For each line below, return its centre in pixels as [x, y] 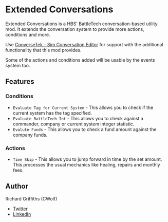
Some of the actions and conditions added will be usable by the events [80, 60]
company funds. [30, 135]
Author [17, 186]
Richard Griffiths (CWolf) [31, 198]
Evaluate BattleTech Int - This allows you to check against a [78, 118]
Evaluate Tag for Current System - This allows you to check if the [83, 107]
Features [20, 81]
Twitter [20, 209]
